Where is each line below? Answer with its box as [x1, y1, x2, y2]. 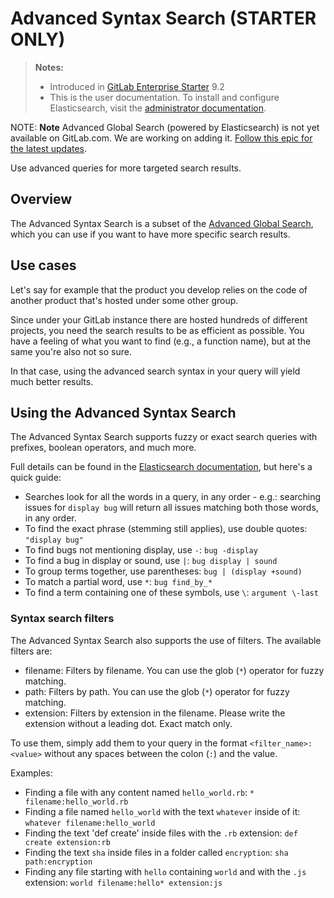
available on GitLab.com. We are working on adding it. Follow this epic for [10, 132, 313, 144]
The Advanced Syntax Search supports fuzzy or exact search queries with [10, 431, 318, 443]
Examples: [10, 767, 53, 779]
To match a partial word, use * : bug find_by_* [24, 576, 213, 588]
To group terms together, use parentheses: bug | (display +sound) [24, 565, 303, 577]
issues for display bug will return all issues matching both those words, [24, 502, 319, 514]
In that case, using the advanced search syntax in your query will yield [10, 365, 301, 377]
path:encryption [24, 857, 93, 867]
